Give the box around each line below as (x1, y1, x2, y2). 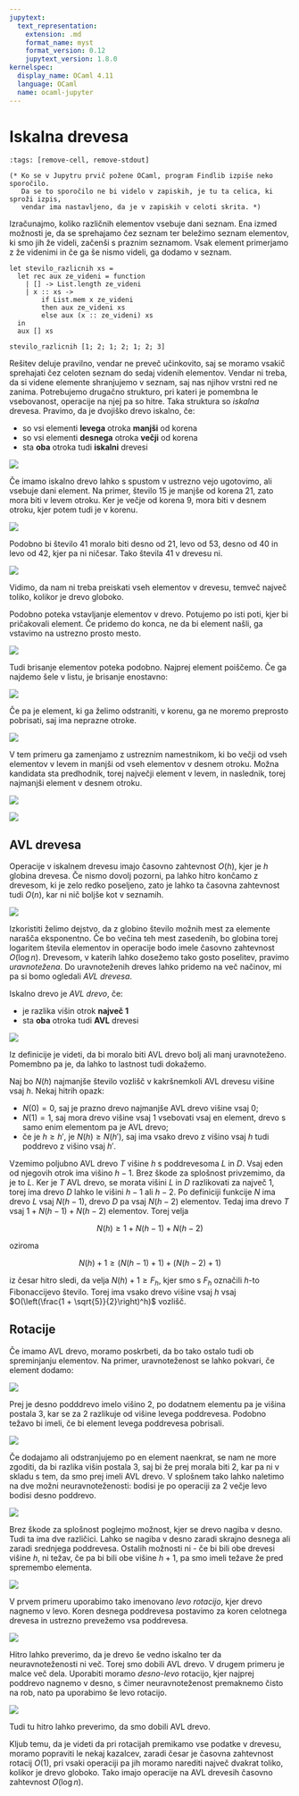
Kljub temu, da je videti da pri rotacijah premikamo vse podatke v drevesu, (9, 1738, 282, 1749)
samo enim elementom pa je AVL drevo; (21, 1122, 170, 1133)
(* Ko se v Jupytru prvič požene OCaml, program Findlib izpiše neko (9, 172, 274, 181)
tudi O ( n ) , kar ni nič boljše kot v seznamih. (9, 890, 164, 900)
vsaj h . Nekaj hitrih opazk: (9, 1085, 104, 1096)
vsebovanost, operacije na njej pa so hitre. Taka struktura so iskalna (9, 396, 260, 407)
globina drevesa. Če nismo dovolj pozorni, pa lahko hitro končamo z (9, 871, 259, 881)
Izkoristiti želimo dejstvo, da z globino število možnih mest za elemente (9, 923, 270, 934)
